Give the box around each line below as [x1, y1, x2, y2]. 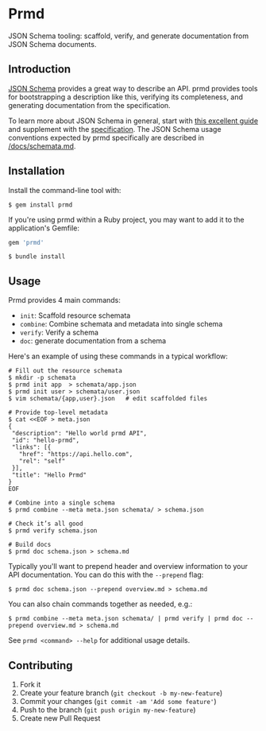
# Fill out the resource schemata [8, 367, 123, 375]
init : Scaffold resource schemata [19, 311, 131, 320]
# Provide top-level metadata [8, 408, 109, 417]
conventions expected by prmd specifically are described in [8, 133, 205, 142]
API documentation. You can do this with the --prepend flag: [8, 570, 204, 580]
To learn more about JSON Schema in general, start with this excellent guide [8, 116, 259, 126]
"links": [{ [11, 443, 52, 451]
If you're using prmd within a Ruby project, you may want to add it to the [8, 215, 245, 224]
